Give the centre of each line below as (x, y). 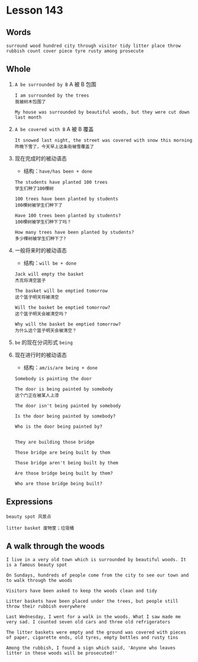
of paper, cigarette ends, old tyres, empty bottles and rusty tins (92, 638)
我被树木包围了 (30, 101)
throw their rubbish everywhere (46, 607)
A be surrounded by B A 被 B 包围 (55, 84)
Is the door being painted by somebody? (65, 416)
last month (28, 117)
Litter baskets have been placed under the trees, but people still (92, 601)
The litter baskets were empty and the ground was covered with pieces (96, 632)
